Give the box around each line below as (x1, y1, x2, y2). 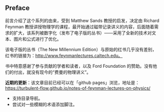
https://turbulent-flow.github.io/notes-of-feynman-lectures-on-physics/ (5, 85, 151, 91)
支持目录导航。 (12, 95, 43, 101)
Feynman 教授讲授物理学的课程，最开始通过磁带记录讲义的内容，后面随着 (5, 24, 155, 29)
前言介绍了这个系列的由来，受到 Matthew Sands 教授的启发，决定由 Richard (5, 17, 160, 24)
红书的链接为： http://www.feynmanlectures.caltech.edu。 (5, 53, 123, 58)
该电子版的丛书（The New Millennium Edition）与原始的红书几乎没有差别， (5, 46, 157, 52)
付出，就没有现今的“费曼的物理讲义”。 (13, 69, 91, 75)
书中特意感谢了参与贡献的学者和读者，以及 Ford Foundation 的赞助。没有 (5, 63, 153, 69)
